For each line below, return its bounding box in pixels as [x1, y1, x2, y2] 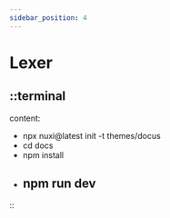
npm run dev [22, 176, 96, 192]
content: [9, 113, 41, 124]
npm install [22, 149, 65, 160]
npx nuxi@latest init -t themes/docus [22, 130, 161, 141]
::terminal [9, 88, 66, 104]
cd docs [22, 140, 54, 151]
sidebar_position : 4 [9, 13, 88, 23]
